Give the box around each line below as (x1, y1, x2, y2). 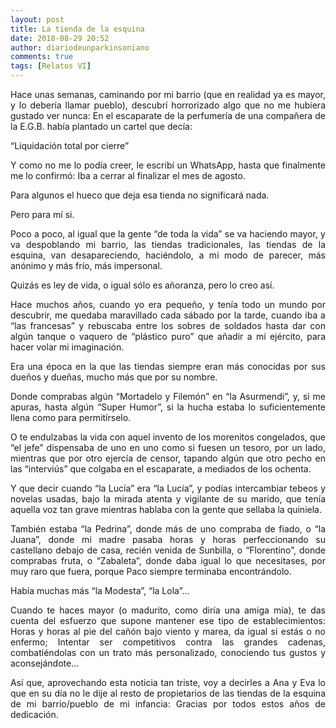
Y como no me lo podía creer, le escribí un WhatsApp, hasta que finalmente (10, 159, 326, 171)
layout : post (10, 14, 65, 25)
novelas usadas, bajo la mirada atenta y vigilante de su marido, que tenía (10, 493, 326, 505)
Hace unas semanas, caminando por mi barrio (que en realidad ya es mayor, (10, 89, 326, 100)
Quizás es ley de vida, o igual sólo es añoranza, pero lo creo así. (10, 279, 275, 291)
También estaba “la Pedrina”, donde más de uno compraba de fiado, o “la (10, 523, 326, 535)
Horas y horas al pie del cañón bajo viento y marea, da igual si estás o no (10, 626, 326, 637)
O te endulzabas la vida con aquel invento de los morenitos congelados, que (10, 431, 326, 443)
